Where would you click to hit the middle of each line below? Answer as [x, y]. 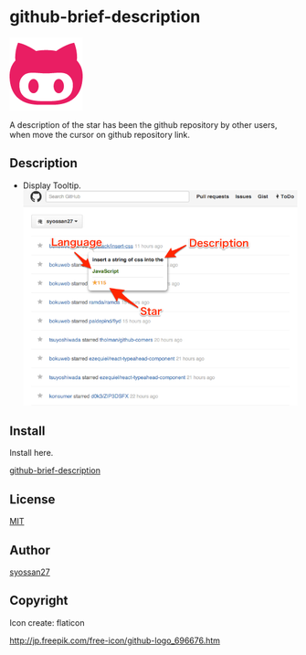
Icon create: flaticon [47, 622]
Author [30, 550]
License [32, 499]
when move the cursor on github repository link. [100, 134]
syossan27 [30, 572]
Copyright [39, 601]
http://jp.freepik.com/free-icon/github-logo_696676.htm [115, 640]
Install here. [32, 453]
